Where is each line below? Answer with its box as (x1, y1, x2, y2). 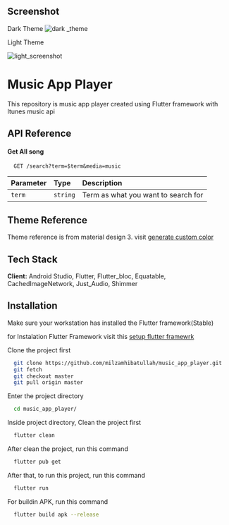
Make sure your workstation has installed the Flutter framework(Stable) (7, 319, 214, 327)
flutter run (13, 484, 49, 492)
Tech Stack (7, 253, 58, 265)
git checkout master (13, 373, 74, 380)
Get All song (7, 147, 44, 156)
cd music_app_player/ (13, 405, 78, 413)
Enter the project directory (7, 392, 84, 400)
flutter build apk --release (13, 511, 99, 518)
